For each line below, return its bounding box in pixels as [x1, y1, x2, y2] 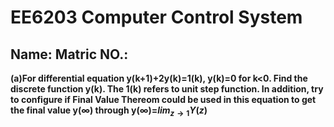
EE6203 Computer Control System [10, 6, 303, 29]
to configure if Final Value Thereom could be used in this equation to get [10, 94, 317, 105]
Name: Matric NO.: [10, 46, 129, 63]
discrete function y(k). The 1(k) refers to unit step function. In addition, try [10, 83, 324, 95]
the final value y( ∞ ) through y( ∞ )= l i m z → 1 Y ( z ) [10, 104, 208, 118]
